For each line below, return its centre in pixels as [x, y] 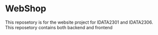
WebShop [26, 9]
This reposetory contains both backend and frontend [59, 27]
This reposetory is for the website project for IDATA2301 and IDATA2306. [79, 22]
